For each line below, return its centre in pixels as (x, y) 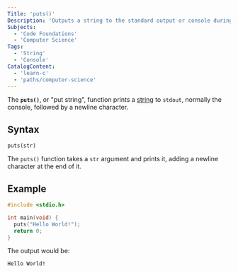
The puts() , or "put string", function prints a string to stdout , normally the (114, 100)
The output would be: (39, 251)
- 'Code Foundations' (46, 34)
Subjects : (22, 27)
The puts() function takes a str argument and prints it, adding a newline (113, 159)
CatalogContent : (31, 66)
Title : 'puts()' (31, 14)
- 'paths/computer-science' (55, 80)
